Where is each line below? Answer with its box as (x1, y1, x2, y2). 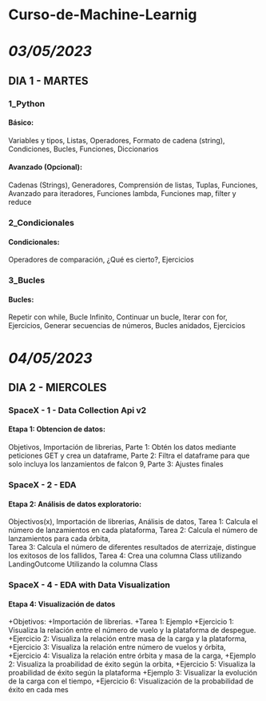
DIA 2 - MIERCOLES (8, 380, 107, 394)
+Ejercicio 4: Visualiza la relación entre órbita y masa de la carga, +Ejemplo (8, 651, 256, 661)
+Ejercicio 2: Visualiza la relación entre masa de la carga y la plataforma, (8, 634, 248, 643)
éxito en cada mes (8, 685, 69, 695)
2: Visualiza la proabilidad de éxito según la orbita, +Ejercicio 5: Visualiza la (8, 659, 256, 669)
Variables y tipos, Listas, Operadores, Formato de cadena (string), (8, 135, 225, 145)
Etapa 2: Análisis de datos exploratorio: (8, 499, 142, 509)
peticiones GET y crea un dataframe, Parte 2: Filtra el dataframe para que (8, 451, 250, 461)
